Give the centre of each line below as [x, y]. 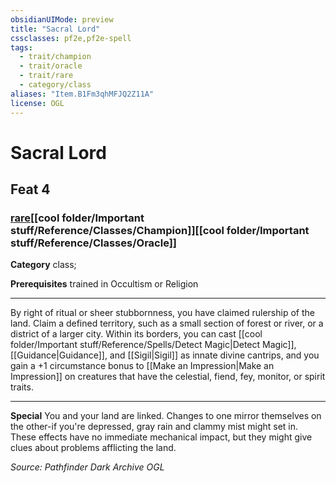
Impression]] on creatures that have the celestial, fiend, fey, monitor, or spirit [168, 377]
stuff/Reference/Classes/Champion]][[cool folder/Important [160, 230]
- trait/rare [46, 76]
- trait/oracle [51, 66]
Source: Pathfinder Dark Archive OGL [87, 467]
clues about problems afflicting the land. [93, 448]
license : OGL [37, 103]
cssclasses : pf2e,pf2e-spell [71, 38]
